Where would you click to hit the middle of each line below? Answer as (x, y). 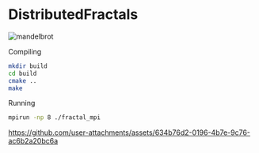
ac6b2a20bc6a (33, 141)
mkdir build (28, 66)
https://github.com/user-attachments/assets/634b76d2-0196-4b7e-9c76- (129, 132)
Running (22, 103)
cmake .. (23, 80)
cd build (23, 73)
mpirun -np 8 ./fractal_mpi (55, 118)
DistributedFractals (73, 15)
